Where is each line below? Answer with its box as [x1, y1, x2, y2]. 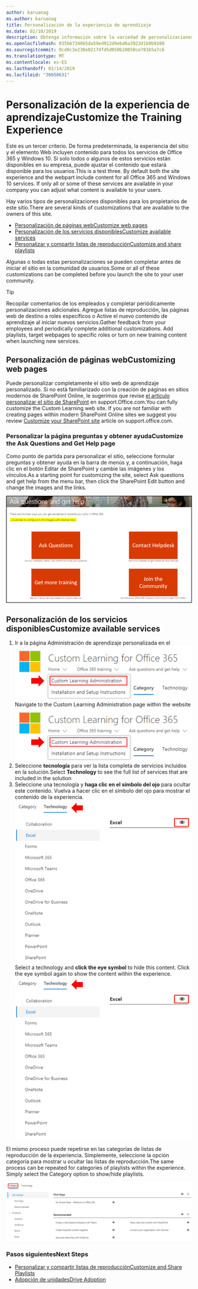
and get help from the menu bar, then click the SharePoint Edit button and [6, 478, 185, 485]
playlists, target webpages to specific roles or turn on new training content [6, 331, 187, 339]
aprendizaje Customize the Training [6, 110, 182, 124]
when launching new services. [6, 338, 80, 345]
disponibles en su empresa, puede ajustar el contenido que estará [6, 161, 167, 168]
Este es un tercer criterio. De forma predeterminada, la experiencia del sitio [6, 142, 189, 150]
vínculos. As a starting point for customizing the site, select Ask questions [6, 472, 184, 479]
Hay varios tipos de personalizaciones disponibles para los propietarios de [6, 198, 187, 205]
